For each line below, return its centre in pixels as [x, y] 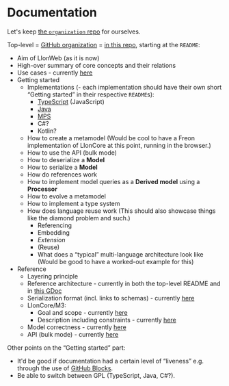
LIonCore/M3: [47, 305]
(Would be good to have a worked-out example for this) [116, 261]
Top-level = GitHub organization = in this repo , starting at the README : [104, 44]
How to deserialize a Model [66, 159]
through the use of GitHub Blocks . [65, 368]
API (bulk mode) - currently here [73, 334]
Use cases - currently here [55, 73]
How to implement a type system [74, 203]
